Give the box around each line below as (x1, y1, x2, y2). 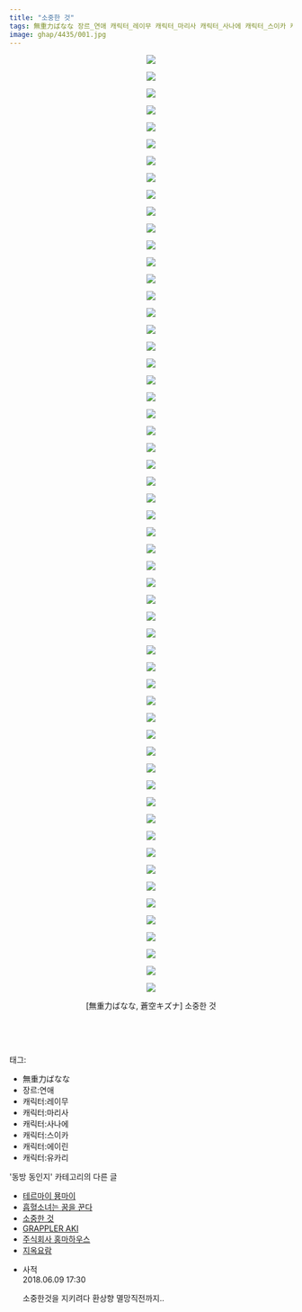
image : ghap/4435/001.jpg (9, 30, 106, 39)
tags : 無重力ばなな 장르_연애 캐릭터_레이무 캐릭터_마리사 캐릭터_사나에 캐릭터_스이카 (9, 22, 287, 31)
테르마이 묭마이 (22, 1191, 76, 1201)
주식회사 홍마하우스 (22, 1234, 91, 1245)
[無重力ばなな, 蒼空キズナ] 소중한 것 (85, 1001, 217, 1011)
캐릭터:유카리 (22, 1153, 69, 1164)
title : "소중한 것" (9, 13, 75, 22)
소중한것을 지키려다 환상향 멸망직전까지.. (22, 1293, 164, 1304)
